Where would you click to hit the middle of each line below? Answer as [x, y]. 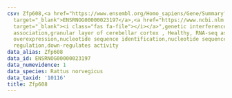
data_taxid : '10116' [37, 78]
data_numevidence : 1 [37, 65]
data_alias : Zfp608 [35, 52]
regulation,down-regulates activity [66, 46]
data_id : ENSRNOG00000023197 [49, 59]
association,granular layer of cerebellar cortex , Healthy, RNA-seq [115, 33]
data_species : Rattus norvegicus [55, 71]
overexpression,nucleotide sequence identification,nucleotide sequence [120, 39]
